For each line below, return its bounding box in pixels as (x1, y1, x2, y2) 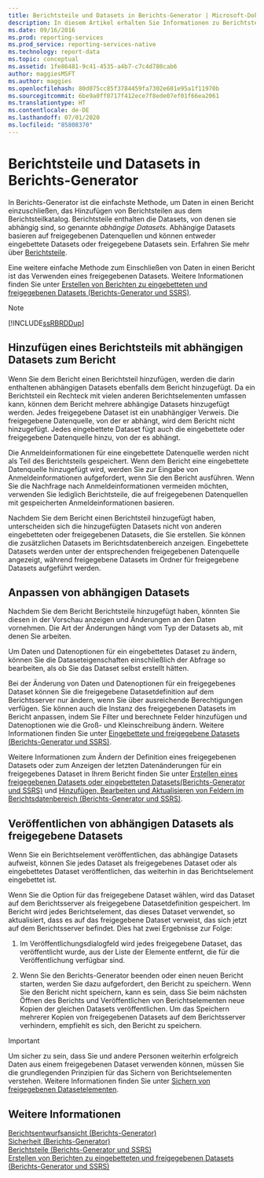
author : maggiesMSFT (8, 70, 76, 78)
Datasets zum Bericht (8, 353, 116, 367)
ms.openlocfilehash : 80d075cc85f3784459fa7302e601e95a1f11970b (8, 84, 220, 93)
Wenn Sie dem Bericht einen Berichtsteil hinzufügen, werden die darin (8, 374, 236, 383)
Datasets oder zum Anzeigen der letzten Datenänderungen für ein (8, 761, 222, 770)
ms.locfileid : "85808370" (8, 121, 93, 129)
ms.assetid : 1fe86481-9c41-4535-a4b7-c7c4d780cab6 (8, 63, 178, 71)
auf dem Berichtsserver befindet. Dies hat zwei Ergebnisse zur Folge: (8, 924, 233, 933)
